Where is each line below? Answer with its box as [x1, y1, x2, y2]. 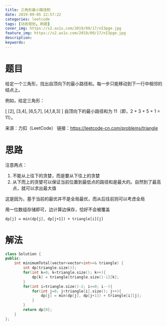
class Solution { [5, 251, 41, 256]
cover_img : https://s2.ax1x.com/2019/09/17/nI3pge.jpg [5, 26, 122, 31]
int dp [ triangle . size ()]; [23, 265, 77, 270]
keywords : [5, 40, 26, 45]
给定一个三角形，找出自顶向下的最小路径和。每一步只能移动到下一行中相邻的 [5, 81, 163, 87]
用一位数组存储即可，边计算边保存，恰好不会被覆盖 [5, 206, 110, 212]
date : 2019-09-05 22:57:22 [5, 12, 61, 17]
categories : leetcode [5, 17, 50, 22]
